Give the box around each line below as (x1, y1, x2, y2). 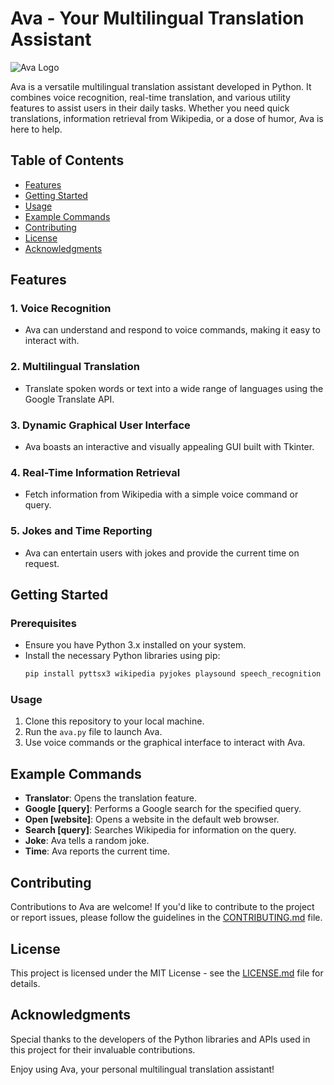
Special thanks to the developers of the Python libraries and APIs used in (10, 1033, 311, 1045)
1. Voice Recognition (10, 302, 112, 316)
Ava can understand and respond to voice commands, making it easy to (24, 324, 321, 336)
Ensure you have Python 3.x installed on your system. (24, 639, 247, 651)
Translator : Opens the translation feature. (24, 792, 197, 804)
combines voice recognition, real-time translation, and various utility (10, 91, 291, 103)
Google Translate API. (24, 393, 115, 405)
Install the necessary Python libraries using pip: (24, 650, 221, 662)
